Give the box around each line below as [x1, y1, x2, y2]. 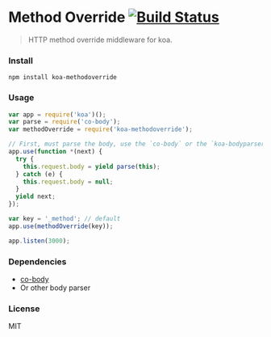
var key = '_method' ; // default [8, 215, 121, 223]
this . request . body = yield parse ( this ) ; [23, 162, 161, 171]
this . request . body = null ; [23, 178, 114, 186]
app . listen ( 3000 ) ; [8, 237, 70, 245]
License [8, 303, 40, 314]
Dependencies [8, 255, 67, 267]
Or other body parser [19, 283, 91, 293]
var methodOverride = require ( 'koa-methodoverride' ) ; [8, 125, 194, 133]
